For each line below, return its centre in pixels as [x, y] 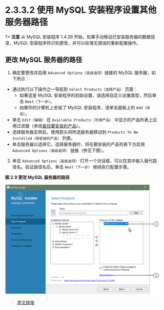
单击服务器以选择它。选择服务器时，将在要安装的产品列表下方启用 [78, 144]
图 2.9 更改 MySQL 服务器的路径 [37, 177]
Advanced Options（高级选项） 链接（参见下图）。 [59, 150]
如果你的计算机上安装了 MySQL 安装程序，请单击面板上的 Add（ [83, 107]
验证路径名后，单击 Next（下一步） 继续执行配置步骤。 [78, 167]
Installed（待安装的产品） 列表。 [44, 138]
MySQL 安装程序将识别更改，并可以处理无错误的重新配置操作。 [77, 43]
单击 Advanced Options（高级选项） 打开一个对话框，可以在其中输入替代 [82, 161]
